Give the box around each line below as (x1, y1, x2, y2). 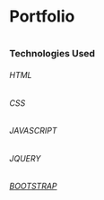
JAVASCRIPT (9, 126, 57, 136)
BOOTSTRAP (9, 181, 57, 192)
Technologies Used (9, 48, 96, 60)
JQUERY (9, 152, 41, 163)
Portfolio (9, 6, 75, 27)
